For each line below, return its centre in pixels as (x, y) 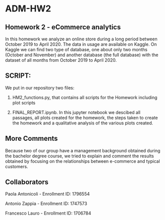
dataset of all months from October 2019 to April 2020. (61, 60)
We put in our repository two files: (40, 88)
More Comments (31, 139)
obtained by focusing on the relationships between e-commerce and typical (82, 161)
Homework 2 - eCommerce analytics (63, 27)
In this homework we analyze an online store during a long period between (81, 39)
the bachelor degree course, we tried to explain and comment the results (80, 156)
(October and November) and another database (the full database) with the (82, 55)
